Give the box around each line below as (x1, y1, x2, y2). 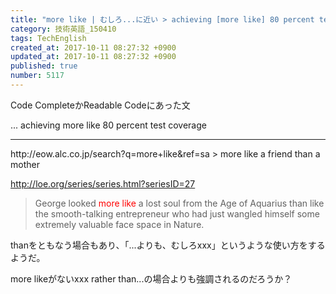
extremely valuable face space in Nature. (34, 218, 205, 230)
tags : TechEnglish (10, 33, 87, 43)
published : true (10, 61, 78, 71)
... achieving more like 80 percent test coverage (10, 119, 207, 131)
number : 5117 (10, 71, 65, 81)
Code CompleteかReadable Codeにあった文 (10, 99, 191, 111)
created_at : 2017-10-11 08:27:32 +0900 (10, 42, 177, 53)
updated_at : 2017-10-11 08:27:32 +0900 (10, 52, 177, 62)
